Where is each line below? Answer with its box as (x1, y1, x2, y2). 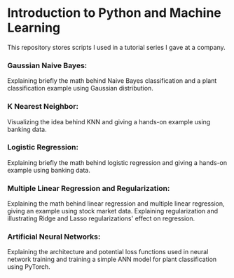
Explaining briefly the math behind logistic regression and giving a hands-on (7, 158, 228, 166)
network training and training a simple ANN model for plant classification (7, 255, 217, 264)
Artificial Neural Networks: (7, 232, 101, 241)
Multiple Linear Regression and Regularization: (7, 183, 170, 193)
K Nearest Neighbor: (7, 102, 79, 112)
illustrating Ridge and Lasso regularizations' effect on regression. (7, 214, 195, 223)
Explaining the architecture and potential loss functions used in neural (7, 248, 209, 256)
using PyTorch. (7, 263, 50, 271)
